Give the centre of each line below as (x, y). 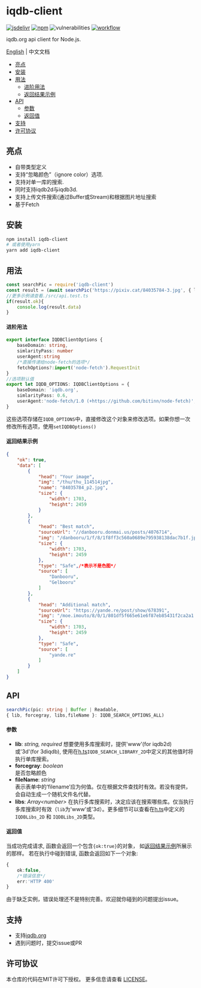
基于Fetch (27, 204)
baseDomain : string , (42, 346)
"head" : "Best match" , (66, 527)
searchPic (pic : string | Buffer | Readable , (63, 709)
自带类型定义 (31, 167)
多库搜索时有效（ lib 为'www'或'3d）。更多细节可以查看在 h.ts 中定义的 (100, 809)
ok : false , (29, 870)
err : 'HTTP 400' (36, 881)
